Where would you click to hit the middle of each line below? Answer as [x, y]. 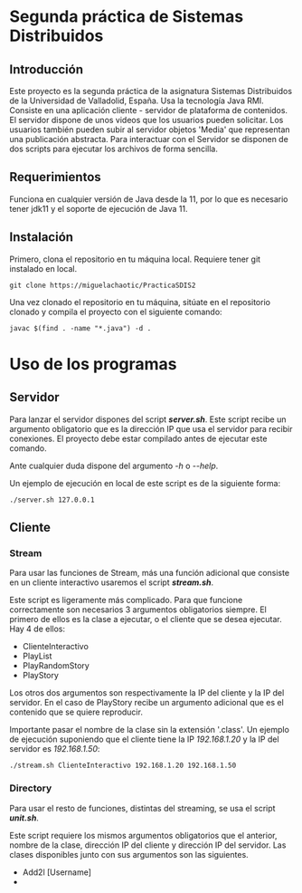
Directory [31, 788]
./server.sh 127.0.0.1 [52, 500]
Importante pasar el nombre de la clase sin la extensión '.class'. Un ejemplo [149, 730]
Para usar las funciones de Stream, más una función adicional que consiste [150, 573]
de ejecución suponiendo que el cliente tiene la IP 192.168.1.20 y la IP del [144, 739]
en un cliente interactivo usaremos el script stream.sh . [112, 582]
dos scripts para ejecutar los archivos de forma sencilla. [114, 149]
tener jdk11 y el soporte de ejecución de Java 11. [99, 208]
